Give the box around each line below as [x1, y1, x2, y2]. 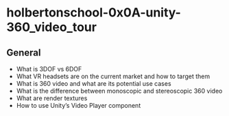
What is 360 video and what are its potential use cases [16, 80, 172, 87]
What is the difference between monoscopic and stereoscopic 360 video [16, 87, 223, 95]
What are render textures [16, 94, 88, 102]
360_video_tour [6, 19, 97, 35]
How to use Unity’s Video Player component [16, 102, 141, 109]
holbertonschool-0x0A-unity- [6, 5, 181, 21]
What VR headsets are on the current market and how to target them [16, 72, 210, 80]
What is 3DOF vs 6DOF [16, 65, 82, 73]
